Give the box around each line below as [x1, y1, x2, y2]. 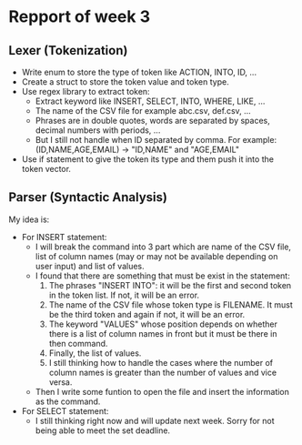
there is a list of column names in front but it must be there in [48, 328, 277, 339]
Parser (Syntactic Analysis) [8, 189, 167, 206]
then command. [48, 338, 108, 349]
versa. [48, 376, 73, 388]
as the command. [35, 396, 101, 407]
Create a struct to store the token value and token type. [21, 76, 229, 87]
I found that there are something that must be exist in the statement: [35, 270, 290, 281]
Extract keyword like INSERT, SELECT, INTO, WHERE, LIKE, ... [35, 96, 266, 106]
